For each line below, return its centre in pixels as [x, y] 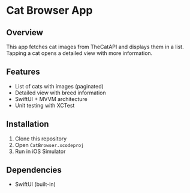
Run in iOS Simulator [40, 151]
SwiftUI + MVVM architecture [51, 99]
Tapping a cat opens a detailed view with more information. [79, 53]
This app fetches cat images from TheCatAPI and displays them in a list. [95, 47]
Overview [25, 33]
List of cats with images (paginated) [59, 86]
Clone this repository [41, 139]
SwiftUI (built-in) [35, 184]
